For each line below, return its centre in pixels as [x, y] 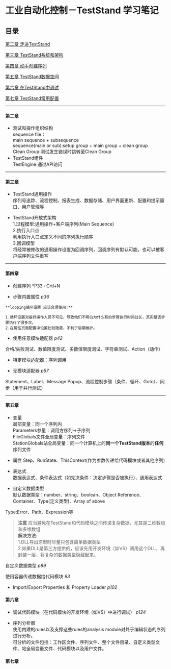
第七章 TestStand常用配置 [32, 98]
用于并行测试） [30, 388]
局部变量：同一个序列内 [37, 424]
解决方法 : [27, 535]
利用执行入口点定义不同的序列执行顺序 [53, 237]
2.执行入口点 [26, 231]
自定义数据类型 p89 [26, 565]
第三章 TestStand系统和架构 [34, 55]
